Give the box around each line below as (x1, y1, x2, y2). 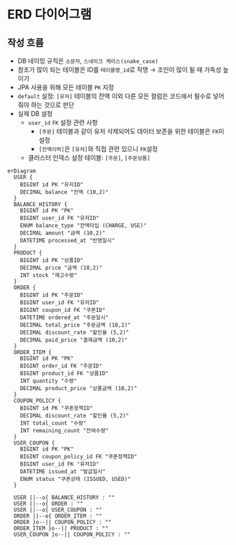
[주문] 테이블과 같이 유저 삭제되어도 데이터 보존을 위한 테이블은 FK (38, 127, 219, 135)
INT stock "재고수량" (20, 272, 77, 279)
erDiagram (7, 168, 37, 175)
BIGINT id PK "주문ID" (20, 292, 84, 299)
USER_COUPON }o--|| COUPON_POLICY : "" (13, 531, 131, 538)
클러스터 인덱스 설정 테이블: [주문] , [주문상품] (27, 154, 151, 162)
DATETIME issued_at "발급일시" (20, 468, 106, 475)
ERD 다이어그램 (7, 6, 92, 23)
